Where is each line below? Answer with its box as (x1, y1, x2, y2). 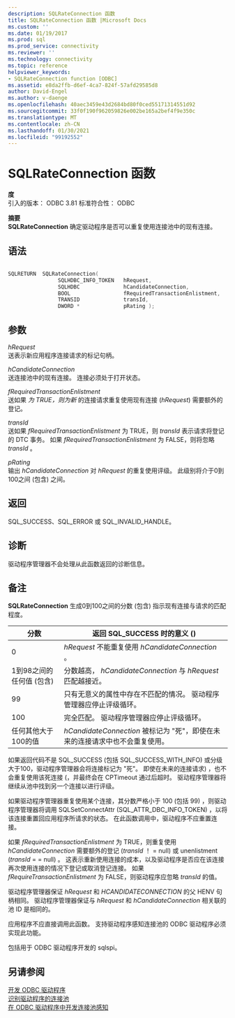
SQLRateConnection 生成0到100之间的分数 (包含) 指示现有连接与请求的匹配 (8, 602, 226, 610)
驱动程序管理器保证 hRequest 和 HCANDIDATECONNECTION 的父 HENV (8, 887, 215, 896)
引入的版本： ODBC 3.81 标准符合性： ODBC (8, 199, 135, 207)
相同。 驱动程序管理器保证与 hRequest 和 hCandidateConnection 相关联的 (13, 897, 227, 905)
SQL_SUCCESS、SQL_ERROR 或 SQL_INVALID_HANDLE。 (8, 517, 175, 526)
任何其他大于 (11, 726, 54, 736)
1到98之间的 (11, 666, 54, 676)
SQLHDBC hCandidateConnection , (57, 283, 190, 290)
